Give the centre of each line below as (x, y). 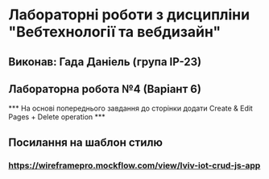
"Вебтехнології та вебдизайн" (115, 32)
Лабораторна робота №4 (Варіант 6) (105, 89)
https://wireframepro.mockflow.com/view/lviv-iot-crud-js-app (134, 165)
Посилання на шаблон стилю (86, 142)
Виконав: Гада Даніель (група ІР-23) (105, 62)
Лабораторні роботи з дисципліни (129, 15)
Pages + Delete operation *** (57, 117)
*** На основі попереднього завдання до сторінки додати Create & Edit (131, 108)
